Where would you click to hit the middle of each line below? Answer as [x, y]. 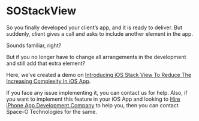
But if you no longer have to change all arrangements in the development [96, 57]
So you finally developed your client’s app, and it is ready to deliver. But [94, 27]
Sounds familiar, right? [34, 45]
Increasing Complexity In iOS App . [49, 81]
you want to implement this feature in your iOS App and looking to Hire [93, 99]
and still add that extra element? [46, 63]
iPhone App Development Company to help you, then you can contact [92, 105]
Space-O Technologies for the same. [52, 111]
